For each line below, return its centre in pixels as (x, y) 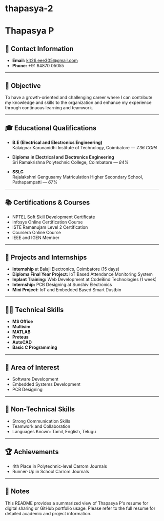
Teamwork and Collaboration (41, 426)
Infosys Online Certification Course (47, 222)
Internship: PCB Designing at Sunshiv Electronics (62, 285)
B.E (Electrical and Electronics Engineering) (57, 142)
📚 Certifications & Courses (48, 203)
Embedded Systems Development (46, 384)
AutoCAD (22, 342)
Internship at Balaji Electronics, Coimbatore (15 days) (66, 269)
